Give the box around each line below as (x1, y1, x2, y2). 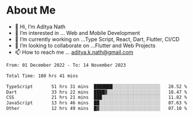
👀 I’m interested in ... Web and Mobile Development (14, 29, 141, 36)
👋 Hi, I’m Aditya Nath (14, 23, 66, 30)
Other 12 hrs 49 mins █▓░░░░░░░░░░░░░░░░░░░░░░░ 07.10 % (6, 106, 187, 112)
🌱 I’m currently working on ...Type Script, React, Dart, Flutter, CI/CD (14, 35, 180, 43)
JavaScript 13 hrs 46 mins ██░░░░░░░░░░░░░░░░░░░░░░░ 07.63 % (6, 100, 187, 106)
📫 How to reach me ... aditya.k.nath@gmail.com (14, 48, 134, 56)
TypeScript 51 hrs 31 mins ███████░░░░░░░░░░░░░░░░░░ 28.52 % (6, 83, 187, 89)
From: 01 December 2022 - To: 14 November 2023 (6, 62, 126, 68)
